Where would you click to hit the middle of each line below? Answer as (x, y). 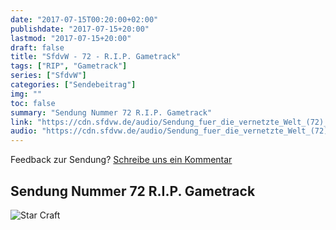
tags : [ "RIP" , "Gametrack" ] (69, 66)
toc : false (33, 103)
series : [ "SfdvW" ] (48, 76)
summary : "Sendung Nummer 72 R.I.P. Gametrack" (111, 112)
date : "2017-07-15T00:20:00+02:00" (84, 19)
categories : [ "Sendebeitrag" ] (73, 85)
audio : (24, 131)
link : (21, 122)
